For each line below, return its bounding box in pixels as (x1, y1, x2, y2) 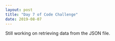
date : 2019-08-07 (5, 16, 42, 21)
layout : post (5, 7, 33, 12)
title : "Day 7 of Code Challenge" (5, 12, 79, 17)
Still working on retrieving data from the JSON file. (5, 30, 110, 36)
